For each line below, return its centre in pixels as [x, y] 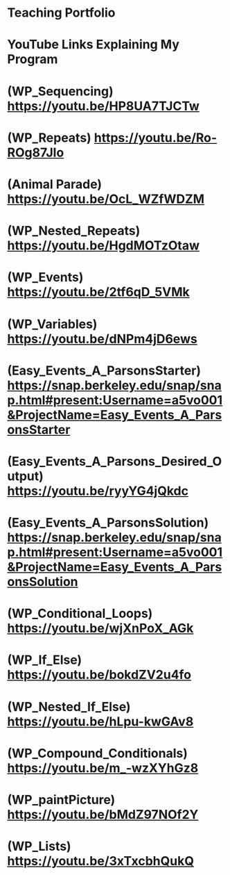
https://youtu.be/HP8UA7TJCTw [103, 106]
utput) [25, 476]
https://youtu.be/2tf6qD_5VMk [99, 292]
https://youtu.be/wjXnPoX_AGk [100, 629]
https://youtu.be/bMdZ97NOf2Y [103, 815]
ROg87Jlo [36, 153]
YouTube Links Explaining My [94, 45]
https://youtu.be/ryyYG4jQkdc [98, 491]
